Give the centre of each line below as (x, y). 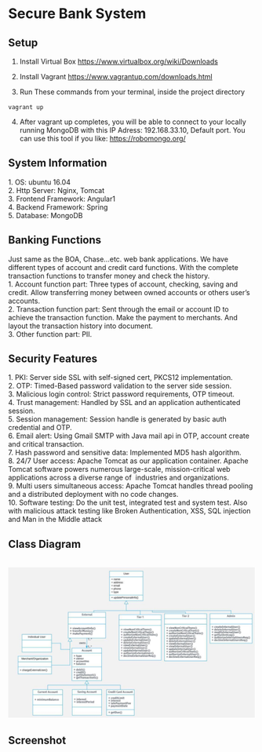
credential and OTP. (40, 428)
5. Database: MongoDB (46, 215)
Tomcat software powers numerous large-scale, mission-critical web (119, 469)
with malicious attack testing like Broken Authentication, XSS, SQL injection (129, 511)
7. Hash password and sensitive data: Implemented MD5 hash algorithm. (125, 453)
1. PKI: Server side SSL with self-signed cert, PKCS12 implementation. (120, 378)
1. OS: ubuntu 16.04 (39, 182)
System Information (58, 163)
